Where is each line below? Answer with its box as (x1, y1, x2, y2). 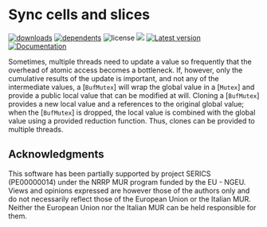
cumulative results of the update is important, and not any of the (8, 73, 219, 83)
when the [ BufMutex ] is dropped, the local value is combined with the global (8, 108, 256, 117)
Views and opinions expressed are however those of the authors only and (8, 186, 250, 195)
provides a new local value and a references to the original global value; (8, 99, 245, 108)
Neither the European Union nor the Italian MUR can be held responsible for (8, 202, 257, 212)
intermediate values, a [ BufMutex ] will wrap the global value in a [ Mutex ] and (8, 82, 255, 92)
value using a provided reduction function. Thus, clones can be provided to (8, 115, 255, 125)
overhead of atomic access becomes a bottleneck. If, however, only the (8, 65, 243, 75)
